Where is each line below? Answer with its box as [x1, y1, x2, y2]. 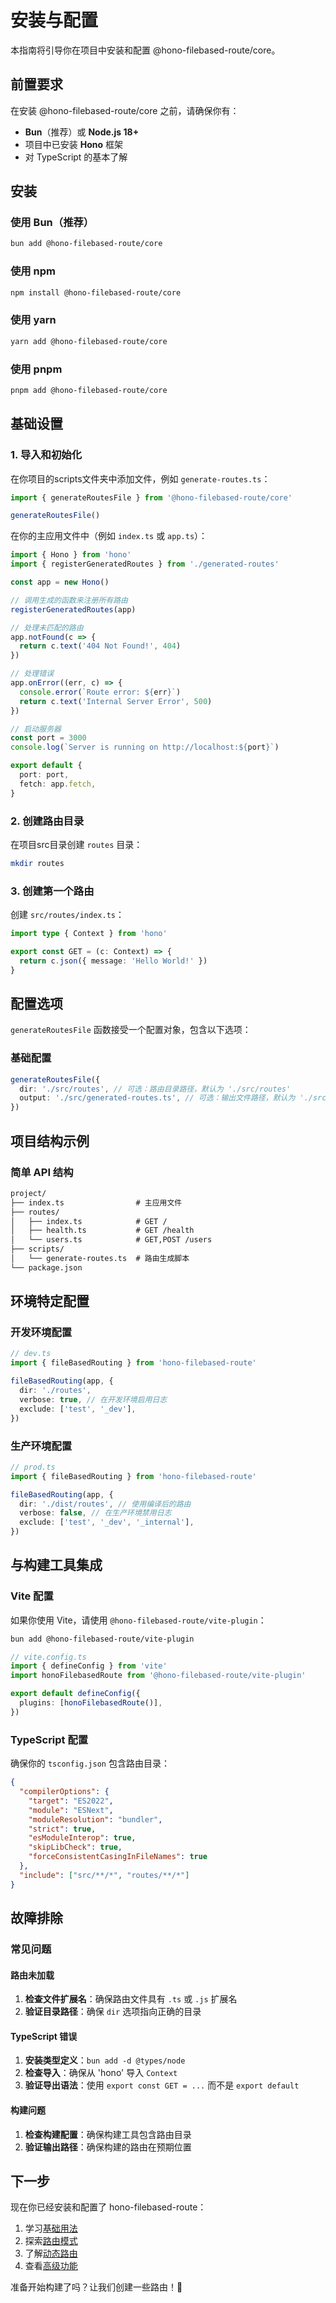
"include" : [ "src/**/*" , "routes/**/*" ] [19, 1870, 190, 1880]
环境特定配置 [10, 1293, 90, 1310]
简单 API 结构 [10, 1165, 74, 1179]
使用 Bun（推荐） [10, 216, 95, 230]
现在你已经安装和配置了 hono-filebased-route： [10, 2201, 207, 2213]
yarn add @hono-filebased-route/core [10, 336, 168, 346]
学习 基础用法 [24, 2222, 78, 2235]
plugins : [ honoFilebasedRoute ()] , [19, 1698, 163, 1708]
